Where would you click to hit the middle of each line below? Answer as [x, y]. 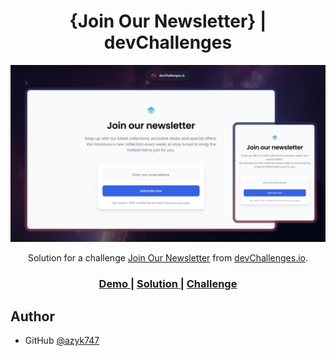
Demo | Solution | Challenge [168, 284]
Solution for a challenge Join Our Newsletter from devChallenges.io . [168, 258]
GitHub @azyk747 [62, 341]
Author [32, 316]
